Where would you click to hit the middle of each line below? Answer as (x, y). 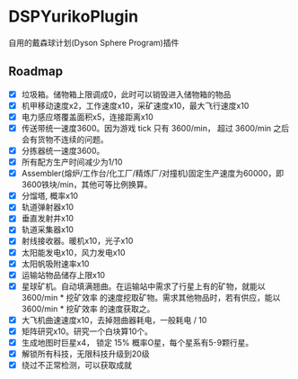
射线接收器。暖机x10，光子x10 (77, 241)
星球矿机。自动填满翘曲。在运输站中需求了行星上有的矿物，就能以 (143, 286)
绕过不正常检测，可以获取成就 (76, 365)
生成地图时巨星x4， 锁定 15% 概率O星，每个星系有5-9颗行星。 (137, 342)
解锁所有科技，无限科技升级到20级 (85, 354)
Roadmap (36, 72)
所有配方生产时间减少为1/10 (72, 162)
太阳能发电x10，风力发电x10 (74, 252)
